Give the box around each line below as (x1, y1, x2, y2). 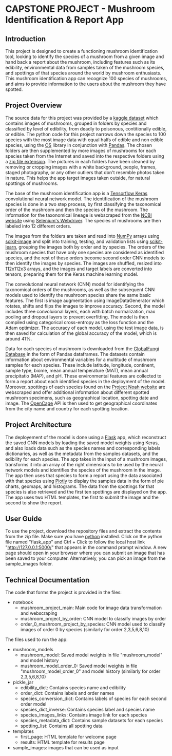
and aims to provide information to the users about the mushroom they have (5, 81, 166, 87)
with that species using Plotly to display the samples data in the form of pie (5, 478, 164, 484)
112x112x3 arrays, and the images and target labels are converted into (5, 266, 152, 272)
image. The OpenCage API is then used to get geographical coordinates (5, 400, 158, 406)
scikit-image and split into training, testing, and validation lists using (5, 238, 149, 244)
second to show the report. (5, 499, 63, 506)
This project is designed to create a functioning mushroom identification (5, 48, 158, 54)
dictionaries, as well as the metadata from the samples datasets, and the (5, 450, 159, 457)
